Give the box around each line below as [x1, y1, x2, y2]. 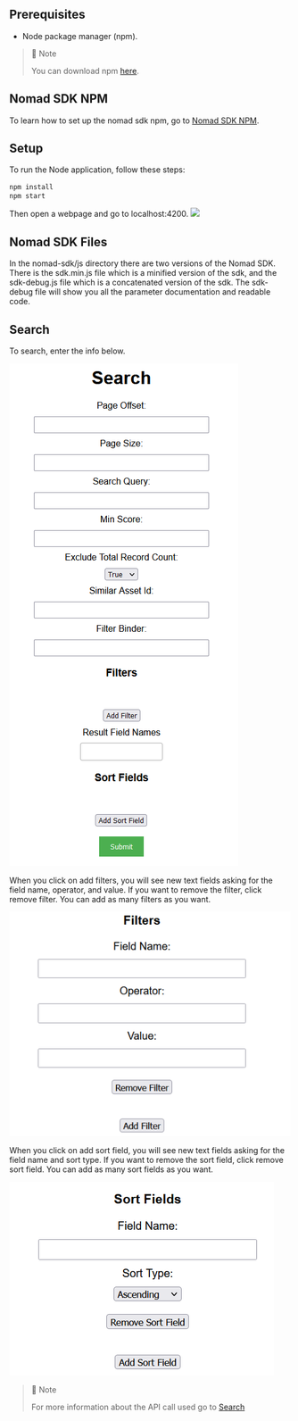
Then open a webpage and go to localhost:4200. [9, 209, 189, 220]
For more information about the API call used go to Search [30, 1401, 245, 1413]
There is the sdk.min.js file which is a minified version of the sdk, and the [9, 268, 277, 278]
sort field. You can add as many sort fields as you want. [9, 1164, 214, 1175]
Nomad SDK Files [9, 234, 108, 249]
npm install [9, 183, 54, 192]
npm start [9, 192, 46, 201]
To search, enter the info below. [9, 345, 126, 356]
